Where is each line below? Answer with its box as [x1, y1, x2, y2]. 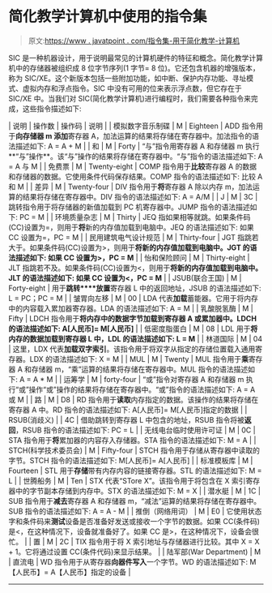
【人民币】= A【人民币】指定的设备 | [8, 567, 131, 577]
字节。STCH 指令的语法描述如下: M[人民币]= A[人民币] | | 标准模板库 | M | [8, 455, 253, 465]
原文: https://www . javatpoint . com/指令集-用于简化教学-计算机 [28, 36, 240, 45]
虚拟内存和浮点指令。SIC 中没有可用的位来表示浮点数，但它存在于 [22, 83, 242, 93]
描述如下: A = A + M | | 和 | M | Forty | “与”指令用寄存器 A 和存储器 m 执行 [15, 141, 260, 151]
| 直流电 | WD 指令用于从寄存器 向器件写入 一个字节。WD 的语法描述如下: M [8, 556, 257, 566]
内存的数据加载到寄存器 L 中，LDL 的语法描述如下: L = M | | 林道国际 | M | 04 [8, 333, 263, 343]
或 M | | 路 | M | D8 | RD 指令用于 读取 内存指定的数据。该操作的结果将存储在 [8, 394, 259, 404]
